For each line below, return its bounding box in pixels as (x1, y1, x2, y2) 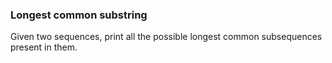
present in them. (10, 41, 78, 53)
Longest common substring (10, 8, 148, 22)
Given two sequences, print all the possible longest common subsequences (10, 31, 323, 43)
